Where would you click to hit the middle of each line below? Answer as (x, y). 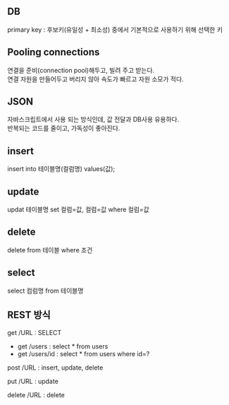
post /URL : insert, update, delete (55, 368)
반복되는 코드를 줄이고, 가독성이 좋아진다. (64, 128)
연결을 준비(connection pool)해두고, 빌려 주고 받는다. (81, 70)
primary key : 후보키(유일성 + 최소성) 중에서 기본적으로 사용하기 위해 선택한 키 (115, 29)
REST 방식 (29, 315)
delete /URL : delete (36, 394)
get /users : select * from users (63, 346)
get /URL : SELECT (35, 332)
